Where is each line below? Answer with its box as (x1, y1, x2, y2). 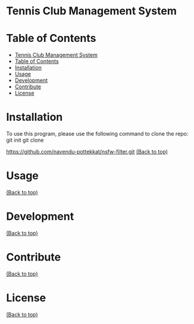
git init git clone (6, 136, 44, 144)
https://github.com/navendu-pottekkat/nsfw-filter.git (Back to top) (6, 148, 168, 155)
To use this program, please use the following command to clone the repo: (6, 130, 189, 137)
